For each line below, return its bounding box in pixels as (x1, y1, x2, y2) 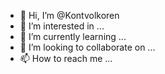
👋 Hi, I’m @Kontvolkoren (19, 10, 120, 21)
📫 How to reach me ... (19, 53, 113, 64)
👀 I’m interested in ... (19, 20, 105, 32)
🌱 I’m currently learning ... (19, 31, 127, 42)
